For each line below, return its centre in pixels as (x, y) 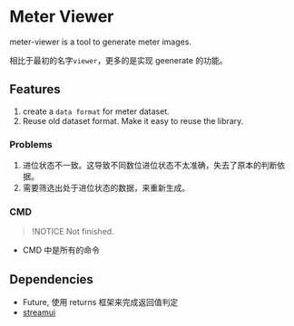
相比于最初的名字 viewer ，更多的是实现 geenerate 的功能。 (118, 60)
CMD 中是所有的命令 (61, 250)
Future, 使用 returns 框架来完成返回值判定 (100, 302)
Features (35, 89)
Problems (31, 144)
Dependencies (51, 279)
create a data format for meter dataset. (96, 111)
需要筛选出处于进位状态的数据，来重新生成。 (106, 188)
